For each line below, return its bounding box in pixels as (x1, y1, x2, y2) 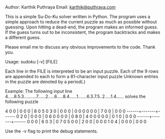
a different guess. (5, 34, 41, 40)
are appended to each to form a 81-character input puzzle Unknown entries (5, 74, 159, 79)
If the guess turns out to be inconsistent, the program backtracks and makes (5, 29, 161, 35)
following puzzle (5, 99, 38, 105)
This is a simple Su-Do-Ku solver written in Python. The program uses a (5, 14, 151, 19)
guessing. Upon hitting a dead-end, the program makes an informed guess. (5, 24, 159, 30)
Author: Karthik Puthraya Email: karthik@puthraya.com (5, 4, 116, 10)
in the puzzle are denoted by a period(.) (5, 79, 86, 84)
